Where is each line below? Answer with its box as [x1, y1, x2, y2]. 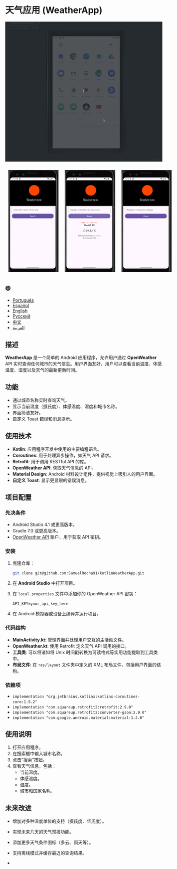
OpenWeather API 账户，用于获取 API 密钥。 [12, 534, 104, 540]
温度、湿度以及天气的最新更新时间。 [5, 367, 80, 373]
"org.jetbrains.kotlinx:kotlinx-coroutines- [46, 694, 140, 699]
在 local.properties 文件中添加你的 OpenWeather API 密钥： [12, 591, 138, 597]
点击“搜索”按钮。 [12, 756, 47, 763]
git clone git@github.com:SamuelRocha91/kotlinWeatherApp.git [12, 570, 145, 576]
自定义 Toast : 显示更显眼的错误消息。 [12, 477, 90, 483]
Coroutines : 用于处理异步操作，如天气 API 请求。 [12, 452, 114, 458]
